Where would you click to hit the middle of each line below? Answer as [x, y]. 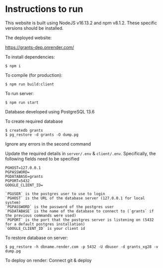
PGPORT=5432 [17, 181]
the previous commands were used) [41, 215]
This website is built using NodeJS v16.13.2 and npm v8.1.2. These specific [81, 23]
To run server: [20, 93]
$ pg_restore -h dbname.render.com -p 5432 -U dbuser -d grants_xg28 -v [82, 247]
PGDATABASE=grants [24, 176]
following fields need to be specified [42, 159]
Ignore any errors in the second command [48, 144]
